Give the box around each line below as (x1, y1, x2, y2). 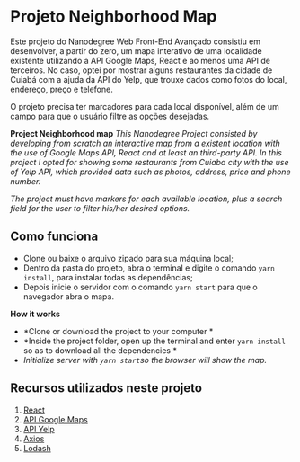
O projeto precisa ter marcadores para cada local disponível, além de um (10, 101, 279, 111)
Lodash (22, 442, 52, 453)
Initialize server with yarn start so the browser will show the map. (22, 354, 268, 365)
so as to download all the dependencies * (22, 344, 178, 356)
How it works (10, 308, 61, 319)
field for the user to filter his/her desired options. (10, 202, 190, 213)
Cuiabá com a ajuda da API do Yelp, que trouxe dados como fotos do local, (10, 74, 287, 84)
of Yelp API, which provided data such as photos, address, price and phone (10, 166, 291, 177)
